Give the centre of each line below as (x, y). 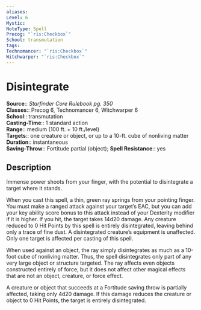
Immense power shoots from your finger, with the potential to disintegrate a (100, 182)
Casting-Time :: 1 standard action (47, 123)
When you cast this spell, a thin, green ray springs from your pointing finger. (100, 200)
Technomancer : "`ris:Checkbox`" (47, 51)
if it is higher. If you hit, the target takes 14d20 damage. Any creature (91, 219)
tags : (13, 46)
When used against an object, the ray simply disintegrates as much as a (95, 250)
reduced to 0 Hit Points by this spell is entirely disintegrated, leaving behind (100, 226)
